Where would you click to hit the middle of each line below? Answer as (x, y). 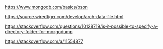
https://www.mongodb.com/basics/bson (47, 7)
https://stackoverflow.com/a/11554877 (44, 41)
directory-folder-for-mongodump (39, 31)
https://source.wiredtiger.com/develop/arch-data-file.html (64, 17)
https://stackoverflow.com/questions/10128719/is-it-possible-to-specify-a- (81, 26)
